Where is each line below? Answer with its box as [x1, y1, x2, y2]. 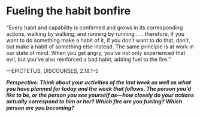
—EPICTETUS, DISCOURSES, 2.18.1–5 [6, 67, 99, 74]
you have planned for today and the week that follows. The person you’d [6, 85, 192, 92]
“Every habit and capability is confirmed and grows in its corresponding [6, 24, 183, 31]
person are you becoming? [6, 104, 75, 111]
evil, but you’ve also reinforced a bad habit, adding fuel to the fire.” [6, 56, 171, 63]
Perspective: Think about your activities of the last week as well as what [6, 79, 192, 86]
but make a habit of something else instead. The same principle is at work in [6, 43, 194, 50]
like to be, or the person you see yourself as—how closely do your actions [6, 91, 195, 98]
